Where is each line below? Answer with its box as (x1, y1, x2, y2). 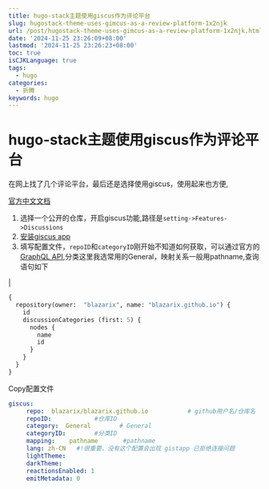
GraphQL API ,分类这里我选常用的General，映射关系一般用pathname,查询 (19, 252, 259, 262)
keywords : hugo (8, 94, 59, 102)
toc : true (8, 49, 42, 57)
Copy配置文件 (8, 383, 54, 393)
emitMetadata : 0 (26, 475, 81, 483)
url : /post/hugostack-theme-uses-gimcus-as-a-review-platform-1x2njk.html (8, 26, 263, 35)
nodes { (29, 323, 56, 332)
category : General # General (26, 422, 152, 430)
